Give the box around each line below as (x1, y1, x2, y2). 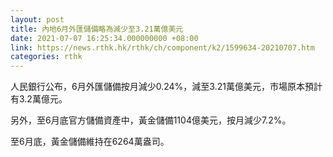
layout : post (10, 14, 65, 25)
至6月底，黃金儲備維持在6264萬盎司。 (10, 136, 170, 148)
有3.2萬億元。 (10, 93, 68, 105)
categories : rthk (10, 52, 83, 62)
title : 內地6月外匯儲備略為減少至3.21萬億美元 (10, 24, 184, 34)
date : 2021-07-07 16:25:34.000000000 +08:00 (10, 33, 199, 43)
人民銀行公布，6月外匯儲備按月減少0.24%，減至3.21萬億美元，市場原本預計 (10, 81, 323, 93)
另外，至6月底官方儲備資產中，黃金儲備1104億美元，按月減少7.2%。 (10, 114, 292, 126)
